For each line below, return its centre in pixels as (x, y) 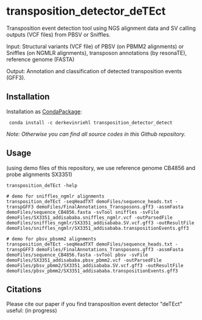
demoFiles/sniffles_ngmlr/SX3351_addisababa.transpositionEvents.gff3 (98, 228)
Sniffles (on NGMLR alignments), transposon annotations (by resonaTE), (97, 52)
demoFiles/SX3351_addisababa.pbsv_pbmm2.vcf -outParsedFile (84, 260)
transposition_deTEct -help (42, 185)
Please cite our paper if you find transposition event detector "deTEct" (94, 304)
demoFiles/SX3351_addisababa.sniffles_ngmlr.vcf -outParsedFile (89, 218)
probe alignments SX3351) (40, 174)
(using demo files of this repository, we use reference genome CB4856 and (101, 168)
